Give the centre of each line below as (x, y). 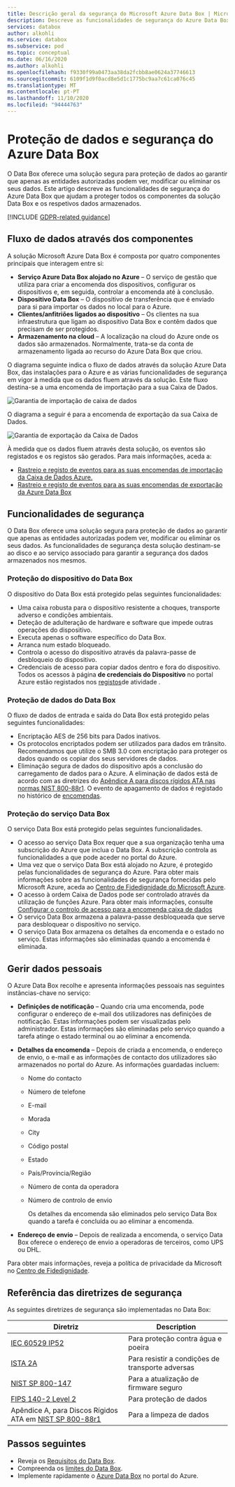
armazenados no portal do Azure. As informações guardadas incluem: (119, 1065)
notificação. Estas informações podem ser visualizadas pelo (104, 1022)
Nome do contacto (55, 1078)
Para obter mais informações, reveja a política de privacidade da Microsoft (115, 1263)
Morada (39, 1119)
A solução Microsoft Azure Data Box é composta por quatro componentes (114, 255)
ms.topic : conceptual (39, 53)
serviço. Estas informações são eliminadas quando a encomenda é (114, 939)
